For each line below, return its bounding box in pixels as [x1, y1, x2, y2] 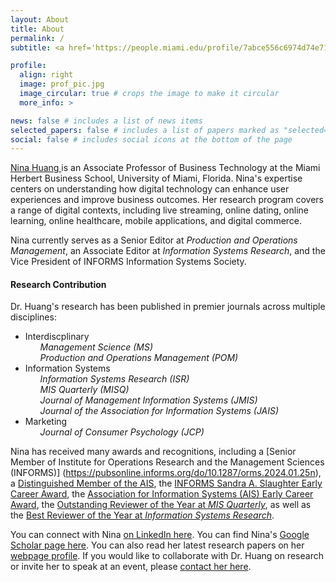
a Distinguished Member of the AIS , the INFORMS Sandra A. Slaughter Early [10, 477, 323, 490]
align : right [19, 70, 74, 80]
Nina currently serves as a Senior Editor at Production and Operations [10, 234, 298, 246]
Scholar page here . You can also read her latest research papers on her [10, 539, 305, 551]
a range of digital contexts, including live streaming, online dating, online [10, 204, 309, 216]
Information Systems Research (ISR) [39, 373, 190, 385]
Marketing [24, 416, 68, 428]
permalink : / [10, 33, 65, 43]
